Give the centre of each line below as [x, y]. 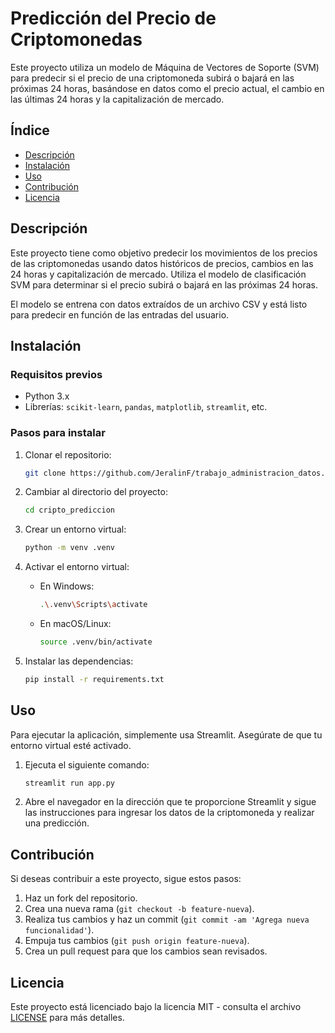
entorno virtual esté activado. [71, 745]
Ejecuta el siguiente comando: [87, 764]
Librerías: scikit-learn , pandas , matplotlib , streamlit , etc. [146, 407]
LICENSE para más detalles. [67, 1018]
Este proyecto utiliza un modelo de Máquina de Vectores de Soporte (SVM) [165, 67]
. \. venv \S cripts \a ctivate [93, 605]
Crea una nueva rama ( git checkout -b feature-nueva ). [139, 909]
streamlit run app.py [69, 783]
